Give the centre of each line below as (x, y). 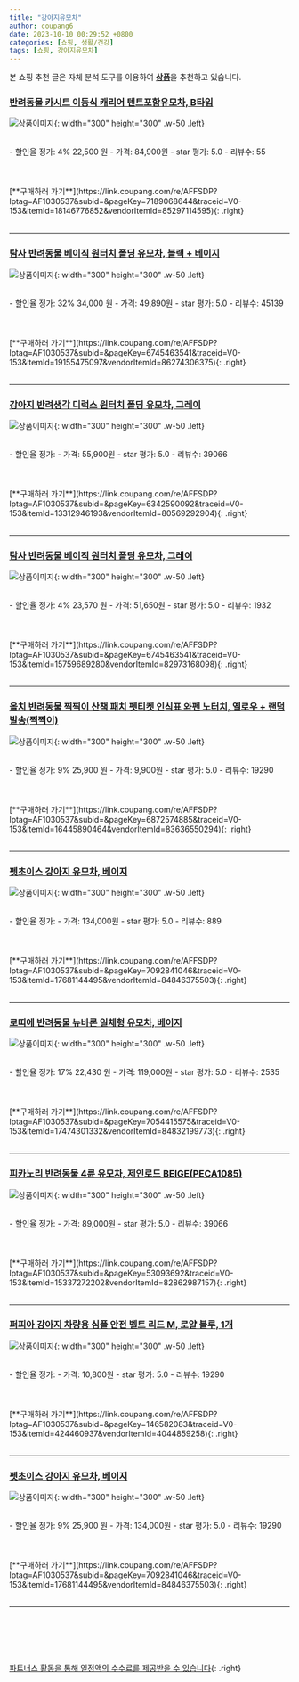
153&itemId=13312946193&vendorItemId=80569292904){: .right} (129, 513)
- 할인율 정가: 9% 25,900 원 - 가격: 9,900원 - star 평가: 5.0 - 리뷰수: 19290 (141, 770)
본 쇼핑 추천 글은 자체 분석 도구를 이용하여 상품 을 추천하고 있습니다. (125, 78)
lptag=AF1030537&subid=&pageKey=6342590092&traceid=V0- (126, 504)
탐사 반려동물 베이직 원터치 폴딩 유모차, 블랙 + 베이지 (115, 253)
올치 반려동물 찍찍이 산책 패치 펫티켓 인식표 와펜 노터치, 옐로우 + (138, 707)
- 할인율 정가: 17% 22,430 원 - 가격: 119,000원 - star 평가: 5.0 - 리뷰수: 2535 (145, 1072)
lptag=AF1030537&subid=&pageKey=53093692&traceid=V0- (121, 1273)
